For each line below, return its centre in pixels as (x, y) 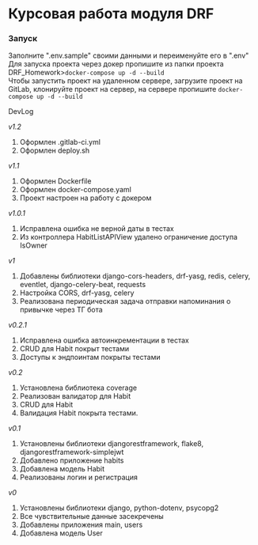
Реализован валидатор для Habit (75, 396)
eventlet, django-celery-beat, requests (83, 285)
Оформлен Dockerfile (55, 181)
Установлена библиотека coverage (78, 388)
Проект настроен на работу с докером (85, 198)
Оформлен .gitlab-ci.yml (60, 142)
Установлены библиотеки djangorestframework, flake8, (112, 444)
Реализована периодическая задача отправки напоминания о (125, 301)
